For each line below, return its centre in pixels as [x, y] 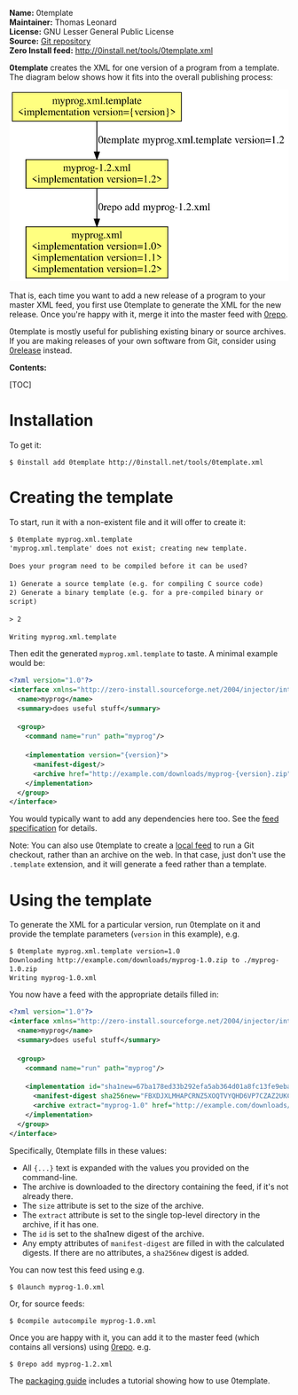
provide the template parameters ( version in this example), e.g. [125, 934]
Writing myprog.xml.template [63, 638]
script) [24, 602]
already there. [47, 1195]
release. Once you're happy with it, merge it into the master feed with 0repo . [149, 315]
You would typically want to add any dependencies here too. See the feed [144, 819]
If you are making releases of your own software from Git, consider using [143, 341]
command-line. [50, 1177]
